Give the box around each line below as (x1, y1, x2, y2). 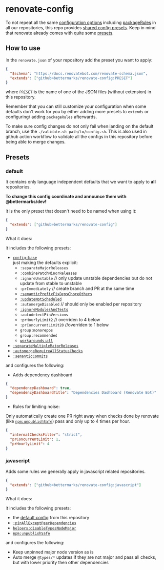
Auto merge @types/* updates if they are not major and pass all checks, (12, 554, 157, 560)
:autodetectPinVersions (20, 312, 69, 317)
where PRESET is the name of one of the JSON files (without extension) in (5, 89, 152, 95)
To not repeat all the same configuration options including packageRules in (5, 20, 156, 25)
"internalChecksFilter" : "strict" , (10, 432, 82, 437)
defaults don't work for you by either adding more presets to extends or (5, 109, 149, 115)
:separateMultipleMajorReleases (12, 343, 79, 348)
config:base (12, 255, 37, 260)
